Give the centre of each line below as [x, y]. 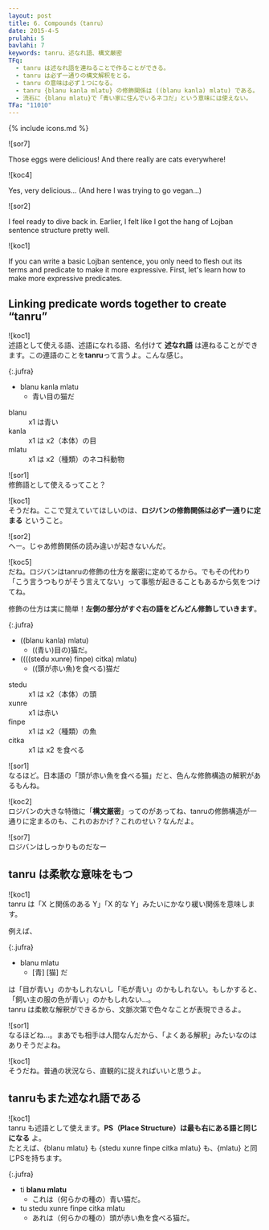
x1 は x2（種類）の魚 [63, 731]
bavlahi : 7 [26, 46]
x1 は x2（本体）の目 [63, 440]
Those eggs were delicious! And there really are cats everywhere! [117, 159]
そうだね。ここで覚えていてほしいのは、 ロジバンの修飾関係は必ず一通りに [131, 510]
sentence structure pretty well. [59, 231]
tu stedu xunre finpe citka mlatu [73, 1208]
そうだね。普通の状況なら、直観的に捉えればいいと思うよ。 [107, 1070]
